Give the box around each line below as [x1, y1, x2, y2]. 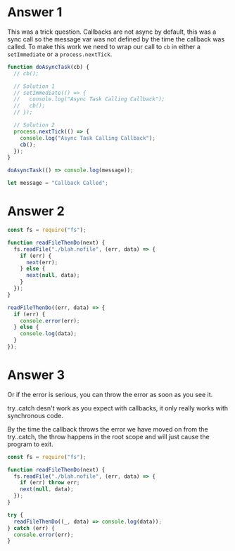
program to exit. [7, 440, 54, 448]
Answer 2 [7, 203, 65, 219]
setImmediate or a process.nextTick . [7, 50, 113, 58]
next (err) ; [25, 259, 58, 266]
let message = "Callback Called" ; [7, 180, 109, 187]
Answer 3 [7, 367, 65, 383]
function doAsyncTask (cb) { [7, 63, 90, 70]
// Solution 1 [13, 82, 55, 90]
